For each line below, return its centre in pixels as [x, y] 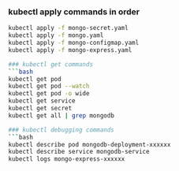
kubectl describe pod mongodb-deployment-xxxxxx [89, 144]
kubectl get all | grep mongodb [61, 115]
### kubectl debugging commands [61, 130]
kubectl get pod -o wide [49, 94]
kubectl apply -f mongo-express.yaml [70, 50]
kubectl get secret [40, 109]
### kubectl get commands [50, 64]
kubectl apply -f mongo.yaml [56, 35]
